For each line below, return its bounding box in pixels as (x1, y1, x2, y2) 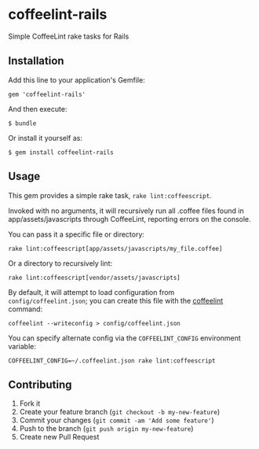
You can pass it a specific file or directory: (8, 230, 145, 239)
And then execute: (8, 104, 67, 113)
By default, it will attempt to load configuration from (8, 287, 175, 296)
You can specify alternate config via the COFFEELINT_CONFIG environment (8, 333, 241, 343)
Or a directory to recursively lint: (8, 258, 112, 268)
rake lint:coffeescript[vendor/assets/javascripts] (8, 274, 181, 282)
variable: (8, 341, 37, 351)
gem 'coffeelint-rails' (8, 90, 86, 98)
